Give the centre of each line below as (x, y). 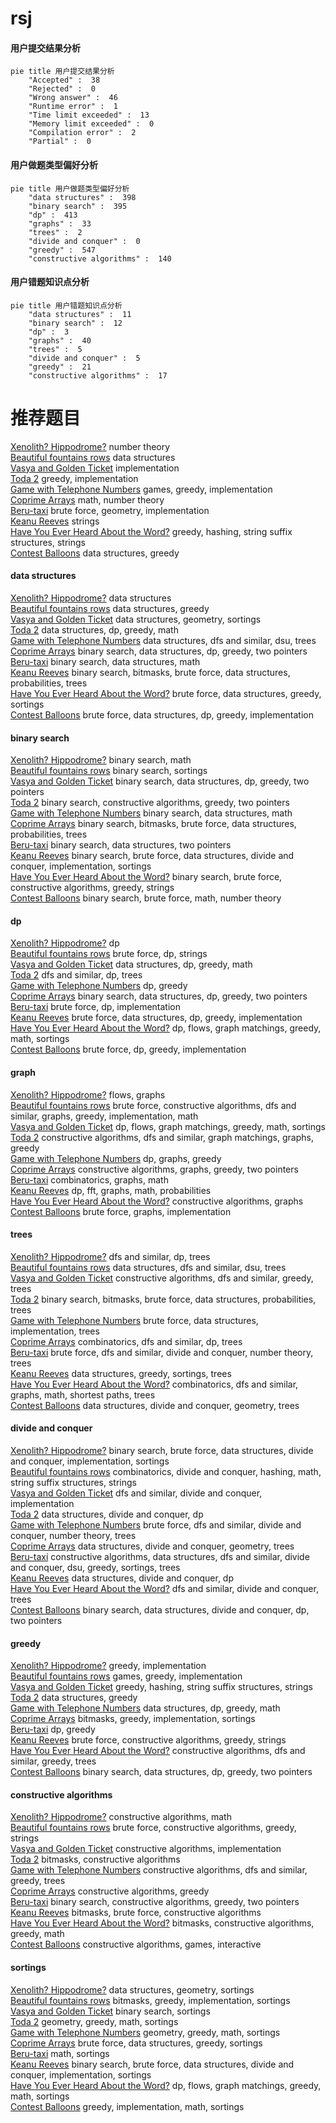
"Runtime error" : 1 (73, 107)
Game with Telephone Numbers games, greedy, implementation (141, 489)
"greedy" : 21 (60, 367)
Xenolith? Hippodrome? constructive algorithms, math (121, 1817)
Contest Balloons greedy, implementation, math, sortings (127, 2106)
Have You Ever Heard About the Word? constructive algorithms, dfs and (158, 1751)
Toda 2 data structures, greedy (74, 1698)
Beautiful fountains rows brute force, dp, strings (109, 954)
